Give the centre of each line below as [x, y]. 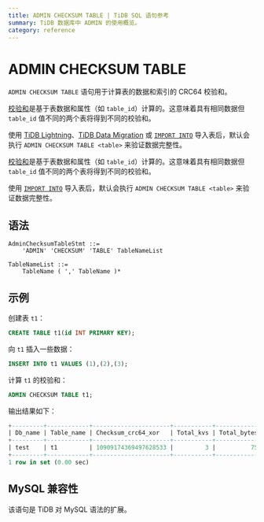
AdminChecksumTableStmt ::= [54, 244]
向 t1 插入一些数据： [41, 349]
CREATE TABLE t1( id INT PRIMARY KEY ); [71, 333]
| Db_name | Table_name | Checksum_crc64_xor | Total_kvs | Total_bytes [133, 433]
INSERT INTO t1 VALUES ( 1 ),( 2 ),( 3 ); [68, 364]
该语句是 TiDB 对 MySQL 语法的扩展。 [70, 509]
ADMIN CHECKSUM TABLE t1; [50, 394]
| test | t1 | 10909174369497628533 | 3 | [112, 448]
